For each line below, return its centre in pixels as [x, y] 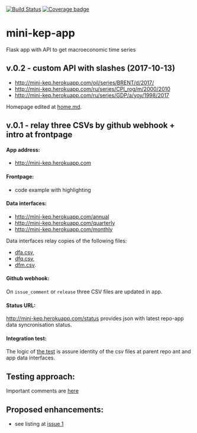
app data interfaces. [30, 358]
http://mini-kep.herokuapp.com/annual [62, 216]
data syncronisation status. [39, 325]
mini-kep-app [41, 33]
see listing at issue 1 [39, 423]
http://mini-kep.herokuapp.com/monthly [64, 229]
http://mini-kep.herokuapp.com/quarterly [65, 223]
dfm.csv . [25, 265]
